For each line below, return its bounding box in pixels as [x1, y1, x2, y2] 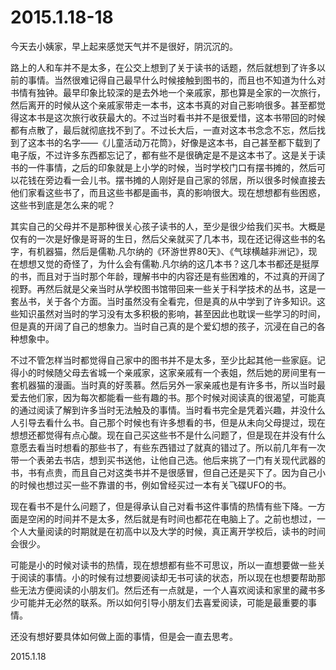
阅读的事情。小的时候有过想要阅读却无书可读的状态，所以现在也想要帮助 [18, 571, 317, 583]
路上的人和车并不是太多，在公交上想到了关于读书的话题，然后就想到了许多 [10, 61, 317, 73]
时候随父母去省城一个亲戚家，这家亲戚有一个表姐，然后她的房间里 [36, 366, 308, 378]
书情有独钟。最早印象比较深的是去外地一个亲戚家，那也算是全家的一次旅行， [10, 86, 326, 98]
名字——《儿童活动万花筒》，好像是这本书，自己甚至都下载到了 [62, 136, 322, 148]
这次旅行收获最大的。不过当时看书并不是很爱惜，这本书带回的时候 [53, 111, 326, 123]
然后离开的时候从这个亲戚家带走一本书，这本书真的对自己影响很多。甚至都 [10, 99, 317, 111]
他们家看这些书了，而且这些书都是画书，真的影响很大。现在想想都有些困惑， [10, 186, 326, 198]
